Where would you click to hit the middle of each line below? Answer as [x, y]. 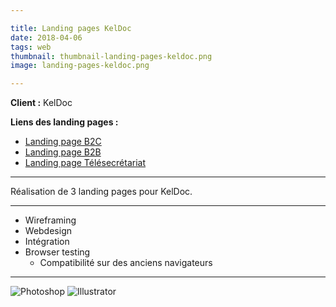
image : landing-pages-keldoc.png [80, 66]
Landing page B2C [63, 142]
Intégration [47, 242]
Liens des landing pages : [64, 122]
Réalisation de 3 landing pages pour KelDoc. [101, 192]
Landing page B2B [63, 152]
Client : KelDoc [41, 103]
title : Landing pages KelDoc [71, 28]
